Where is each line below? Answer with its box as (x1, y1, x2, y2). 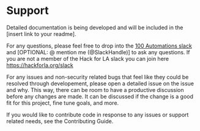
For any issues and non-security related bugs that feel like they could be (6, 73, 189, 80)
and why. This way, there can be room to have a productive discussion (6, 86, 185, 93)
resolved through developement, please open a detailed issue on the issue (6, 80, 194, 87)
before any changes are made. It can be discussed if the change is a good (6, 93, 194, 100)
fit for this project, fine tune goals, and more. (6, 99, 119, 107)
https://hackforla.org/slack (6, 62, 73, 69)
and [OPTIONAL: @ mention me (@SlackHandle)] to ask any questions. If (6, 48, 191, 55)
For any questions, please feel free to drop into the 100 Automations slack (6, 42, 193, 49)
